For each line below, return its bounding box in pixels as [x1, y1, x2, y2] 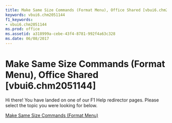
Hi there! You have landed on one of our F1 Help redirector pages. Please [5, 97, 159, 103]
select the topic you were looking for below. [5, 102, 98, 108]
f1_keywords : [5, 17, 33, 22]
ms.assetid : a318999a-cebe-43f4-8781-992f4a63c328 [5, 31, 116, 36]
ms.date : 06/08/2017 [5, 36, 50, 42]
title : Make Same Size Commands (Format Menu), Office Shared [5, 7, 141, 13]
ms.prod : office [5, 27, 40, 32]
